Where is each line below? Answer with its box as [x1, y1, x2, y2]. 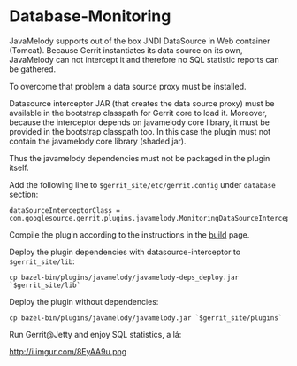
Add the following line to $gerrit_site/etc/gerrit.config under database [9, 179, 276, 190]
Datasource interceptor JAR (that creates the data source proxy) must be [9, 97, 276, 108]
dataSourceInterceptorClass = [9, 206, 121, 214]
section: [9, 189, 39, 199]
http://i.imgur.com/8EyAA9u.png [9, 346, 127, 356]
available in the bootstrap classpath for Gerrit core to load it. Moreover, [9, 107, 268, 118]
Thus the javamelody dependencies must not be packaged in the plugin [9, 152, 270, 163]
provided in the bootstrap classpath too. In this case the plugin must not [9, 126, 271, 136]
